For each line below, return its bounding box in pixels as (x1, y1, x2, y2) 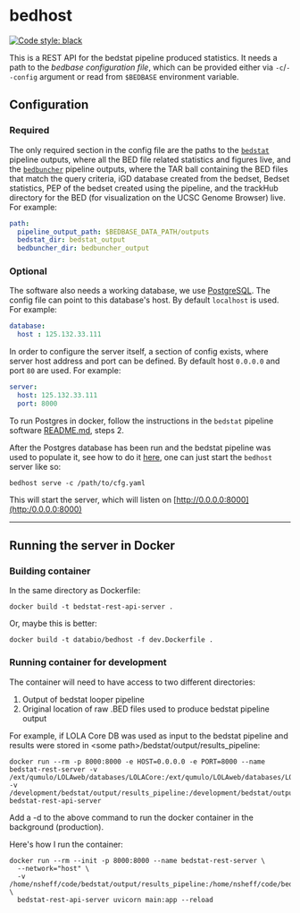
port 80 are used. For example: (9, 365, 121, 376)
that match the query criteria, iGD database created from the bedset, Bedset (9, 173, 290, 183)
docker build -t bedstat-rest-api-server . (9, 602, 174, 611)
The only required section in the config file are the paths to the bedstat (9, 144, 270, 155)
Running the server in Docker (9, 538, 176, 553)
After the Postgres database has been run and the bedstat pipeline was (9, 442, 271, 453)
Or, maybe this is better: (9, 619, 98, 629)
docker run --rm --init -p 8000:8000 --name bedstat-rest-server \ (9, 856, 266, 865)
